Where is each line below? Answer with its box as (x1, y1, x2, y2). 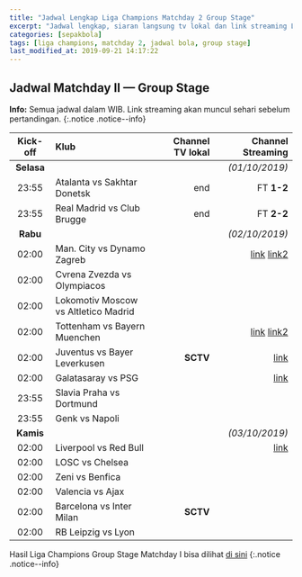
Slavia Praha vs (55, 386, 120, 399)
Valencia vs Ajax (55, 485, 125, 498)
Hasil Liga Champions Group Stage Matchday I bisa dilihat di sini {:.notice (9, 548, 281, 559)
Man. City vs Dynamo (55, 242, 146, 255)
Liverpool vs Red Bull (55, 441, 144, 454)
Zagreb (55, 253, 86, 266)
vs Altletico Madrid (55, 305, 135, 318)
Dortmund (55, 397, 99, 410)
